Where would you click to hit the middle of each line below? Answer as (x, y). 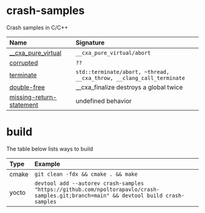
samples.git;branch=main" (72, 195)
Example (47, 164)
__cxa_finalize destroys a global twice (129, 87)
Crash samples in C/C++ (37, 27)
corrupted (24, 63)
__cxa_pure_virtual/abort (113, 53)
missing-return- (33, 97)
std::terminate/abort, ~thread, (122, 72)
